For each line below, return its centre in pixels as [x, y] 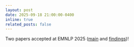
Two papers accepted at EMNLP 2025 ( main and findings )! [67, 39]
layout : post [19, 10]
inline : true [19, 19]
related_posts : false [28, 24]
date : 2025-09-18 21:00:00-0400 [40, 15]
